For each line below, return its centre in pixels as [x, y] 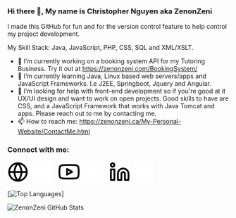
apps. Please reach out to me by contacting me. [87, 114]
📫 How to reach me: [48, 122]
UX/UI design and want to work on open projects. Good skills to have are [123, 98]
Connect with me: [38, 150]
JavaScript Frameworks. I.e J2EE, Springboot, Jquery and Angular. [114, 84]
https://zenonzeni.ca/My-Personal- [130, 122]
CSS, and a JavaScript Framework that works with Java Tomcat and [116, 106]
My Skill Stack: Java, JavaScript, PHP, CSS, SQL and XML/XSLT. [100, 48]
